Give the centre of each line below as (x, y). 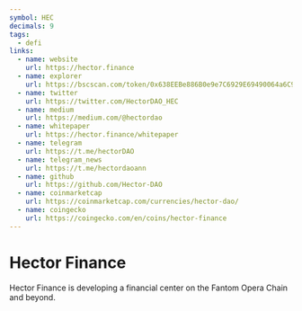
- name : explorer (50, 76)
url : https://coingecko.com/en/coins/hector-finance (126, 218)
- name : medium (46, 110)
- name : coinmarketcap (60, 193)
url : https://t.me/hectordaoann (86, 168)
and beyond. (32, 297)
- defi (30, 43)
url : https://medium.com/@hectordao (94, 118)
